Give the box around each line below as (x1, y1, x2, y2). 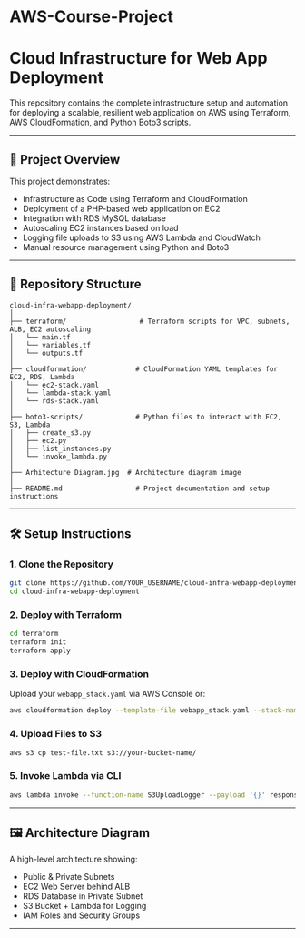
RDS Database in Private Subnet (22, 891, 143, 902)
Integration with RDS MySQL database (22, 212, 166, 224)
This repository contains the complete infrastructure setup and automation (9, 97, 289, 108)
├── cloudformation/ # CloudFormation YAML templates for (9, 364, 279, 374)
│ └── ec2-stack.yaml (9, 380, 100, 389)
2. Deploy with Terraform (9, 609, 123, 621)
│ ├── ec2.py (9, 436, 67, 445)
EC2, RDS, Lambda (9, 372, 75, 381)
